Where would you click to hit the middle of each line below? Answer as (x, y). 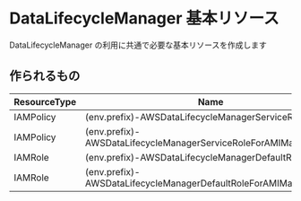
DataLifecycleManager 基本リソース (144, 18)
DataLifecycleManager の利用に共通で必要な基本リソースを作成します (138, 45)
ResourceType (45, 101)
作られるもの (45, 76)
